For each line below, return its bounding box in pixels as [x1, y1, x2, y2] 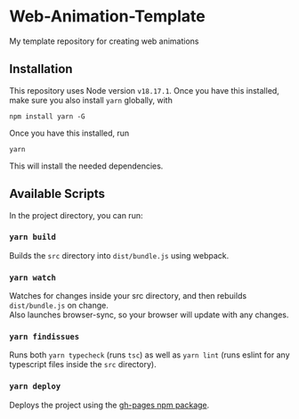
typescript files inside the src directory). [9, 359, 158, 370]
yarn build [9, 232, 56, 242]
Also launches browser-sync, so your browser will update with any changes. [9, 309, 289, 320]
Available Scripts [9, 186, 105, 201]
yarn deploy [9, 382, 61, 391]
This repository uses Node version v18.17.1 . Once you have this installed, [9, 85, 280, 95]
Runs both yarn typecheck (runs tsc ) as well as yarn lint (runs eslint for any [9, 349, 291, 360]
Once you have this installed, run [9, 127, 130, 138]
